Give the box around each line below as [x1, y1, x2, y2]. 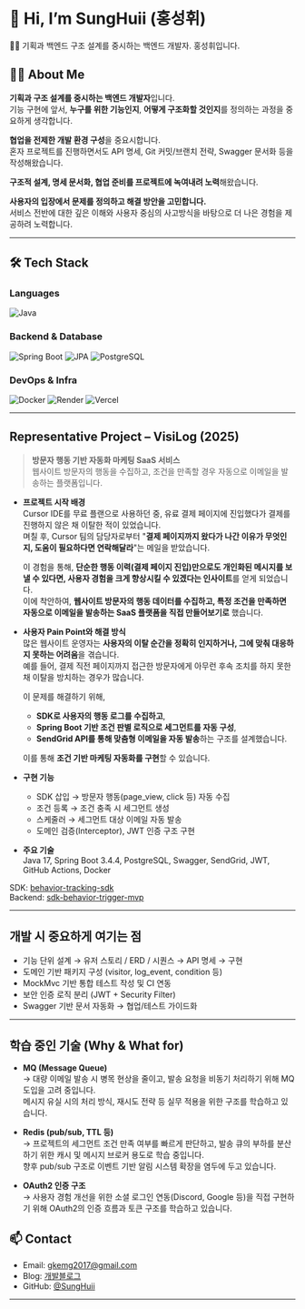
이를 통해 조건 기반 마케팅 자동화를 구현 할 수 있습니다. [22, 752, 211, 763]
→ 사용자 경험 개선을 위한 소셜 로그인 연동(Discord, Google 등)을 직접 [22, 1192, 271, 1203]
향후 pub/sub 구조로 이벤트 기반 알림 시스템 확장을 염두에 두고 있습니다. [22, 1161, 277, 1172]
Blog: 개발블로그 [22, 1271, 82, 1282]
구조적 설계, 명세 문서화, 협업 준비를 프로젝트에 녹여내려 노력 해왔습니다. [9, 176, 259, 187]
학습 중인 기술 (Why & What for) [9, 1038, 184, 1053]
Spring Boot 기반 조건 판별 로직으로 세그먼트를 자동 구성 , [35, 721, 237, 732]
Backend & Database [9, 330, 103, 343]
